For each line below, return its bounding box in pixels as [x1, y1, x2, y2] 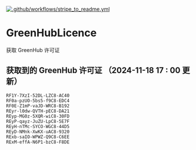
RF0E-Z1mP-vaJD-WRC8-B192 [6, 103, 69, 109]
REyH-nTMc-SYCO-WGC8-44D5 [6, 123, 69, 129]
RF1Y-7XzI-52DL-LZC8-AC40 [6, 92, 69, 99]
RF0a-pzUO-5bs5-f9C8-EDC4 [6, 97, 69, 103]
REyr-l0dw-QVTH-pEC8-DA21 [6, 108, 69, 114]
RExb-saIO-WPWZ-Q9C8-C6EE [6, 133, 69, 140]
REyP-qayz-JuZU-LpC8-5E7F [6, 118, 69, 124]
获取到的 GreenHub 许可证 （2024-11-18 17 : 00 [6, 66, 181, 76]
